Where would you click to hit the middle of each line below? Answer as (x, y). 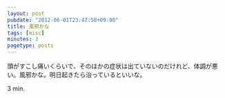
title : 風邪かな (28, 26)
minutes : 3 (23, 39)
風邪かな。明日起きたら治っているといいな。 (82, 75)
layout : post (26, 13)
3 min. (16, 88)
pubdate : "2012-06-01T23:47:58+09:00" (63, 20)
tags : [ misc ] (26, 33)
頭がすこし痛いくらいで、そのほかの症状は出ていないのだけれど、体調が (110, 66)
